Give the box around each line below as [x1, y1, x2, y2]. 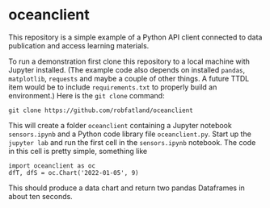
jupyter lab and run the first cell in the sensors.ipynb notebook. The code [8, 137, 256, 147]
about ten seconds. [8, 191, 73, 201]
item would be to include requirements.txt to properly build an [8, 82, 217, 92]
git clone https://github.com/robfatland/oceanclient [8, 106, 194, 114]
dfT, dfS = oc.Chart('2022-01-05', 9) [8, 168, 139, 177]
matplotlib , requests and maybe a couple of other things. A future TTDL [8, 73, 250, 83]
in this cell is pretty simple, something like [8, 146, 148, 156]
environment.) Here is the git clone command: [8, 90, 165, 100]
